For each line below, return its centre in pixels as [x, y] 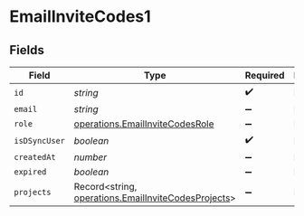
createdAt [35, 157]
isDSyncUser [40, 141]
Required [265, 75]
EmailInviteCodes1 [80, 17]
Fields [27, 50]
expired [30, 172]
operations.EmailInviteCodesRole [144, 124]
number [90, 157]
